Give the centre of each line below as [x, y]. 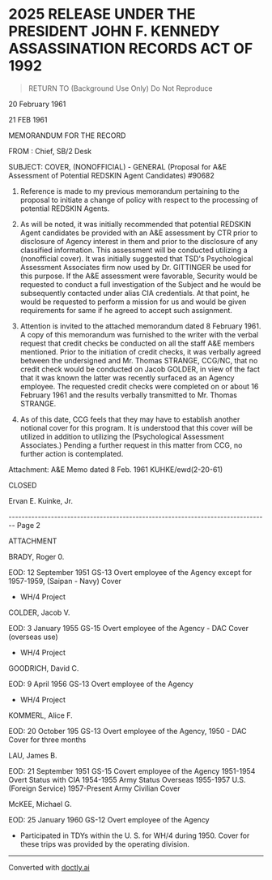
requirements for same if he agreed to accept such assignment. [126, 310]
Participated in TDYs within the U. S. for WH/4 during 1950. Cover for [135, 835]
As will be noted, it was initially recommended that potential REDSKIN [136, 224]
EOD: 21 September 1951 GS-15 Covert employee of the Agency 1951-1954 [132, 771]
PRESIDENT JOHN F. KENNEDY [114, 31]
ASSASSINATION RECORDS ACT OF [131, 49]
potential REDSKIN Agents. [65, 208]
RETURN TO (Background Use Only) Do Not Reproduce [120, 88]
